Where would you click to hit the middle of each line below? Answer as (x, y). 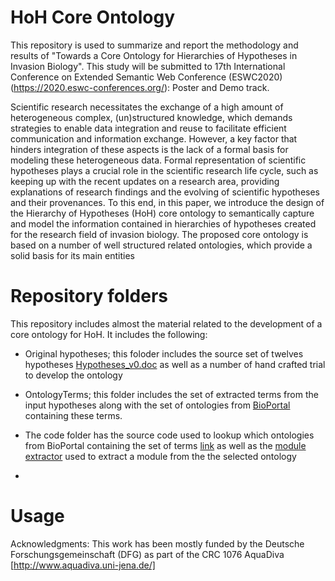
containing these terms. (73, 415)
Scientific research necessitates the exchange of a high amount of (147, 107)
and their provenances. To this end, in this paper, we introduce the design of (167, 202)
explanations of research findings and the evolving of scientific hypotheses (165, 192)
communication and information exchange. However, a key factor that (154, 138)
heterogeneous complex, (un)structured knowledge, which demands (151, 117)
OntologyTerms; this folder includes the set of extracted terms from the (171, 394)
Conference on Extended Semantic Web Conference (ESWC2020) (146, 77)
